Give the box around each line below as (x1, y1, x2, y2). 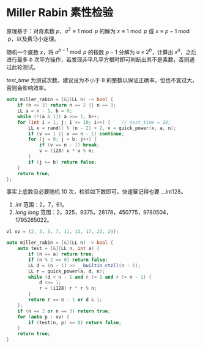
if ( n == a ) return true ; (28, 251, 95, 257)
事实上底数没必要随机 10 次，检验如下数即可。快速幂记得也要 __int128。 (6, 188, 186, 195)
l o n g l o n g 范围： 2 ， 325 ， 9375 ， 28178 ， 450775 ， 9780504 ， (15, 209, 172, 216)
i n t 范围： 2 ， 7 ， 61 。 (15, 201, 67, 208)
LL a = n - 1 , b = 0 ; (17, 108, 72, 114)
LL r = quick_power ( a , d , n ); (28, 268, 105, 274)
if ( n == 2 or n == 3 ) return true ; (17, 308, 111, 314)
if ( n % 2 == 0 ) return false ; (28, 257, 108, 263)
